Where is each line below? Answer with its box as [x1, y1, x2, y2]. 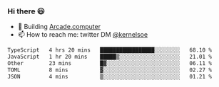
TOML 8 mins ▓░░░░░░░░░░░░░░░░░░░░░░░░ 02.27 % [7, 66, 213, 74]
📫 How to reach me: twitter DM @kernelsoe [17, 30, 148, 39]
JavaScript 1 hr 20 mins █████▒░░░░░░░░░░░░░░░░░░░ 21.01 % [7, 53, 213, 61]
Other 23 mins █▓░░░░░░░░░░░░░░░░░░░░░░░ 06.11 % [7, 60, 213, 67]
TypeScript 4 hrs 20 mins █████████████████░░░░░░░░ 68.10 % [7, 47, 213, 54]
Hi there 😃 [7, 6, 45, 16]
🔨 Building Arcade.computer [17, 23, 101, 31]
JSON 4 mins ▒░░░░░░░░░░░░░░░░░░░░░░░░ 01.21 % [7, 73, 213, 80]
